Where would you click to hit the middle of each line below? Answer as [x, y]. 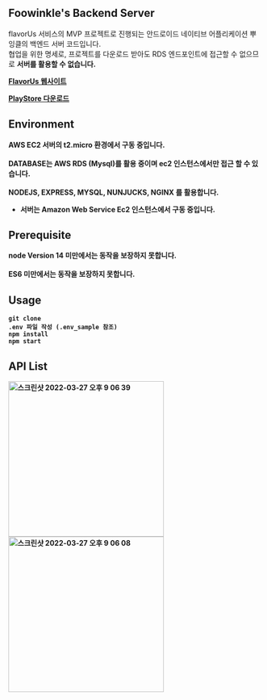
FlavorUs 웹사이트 [38, 81]
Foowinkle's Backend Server [81, 13]
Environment [42, 124]
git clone [25, 319]
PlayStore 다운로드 [39, 98]
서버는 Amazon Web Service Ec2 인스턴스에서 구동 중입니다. [118, 209]
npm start [25, 342]
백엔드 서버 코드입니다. [65, 44]
